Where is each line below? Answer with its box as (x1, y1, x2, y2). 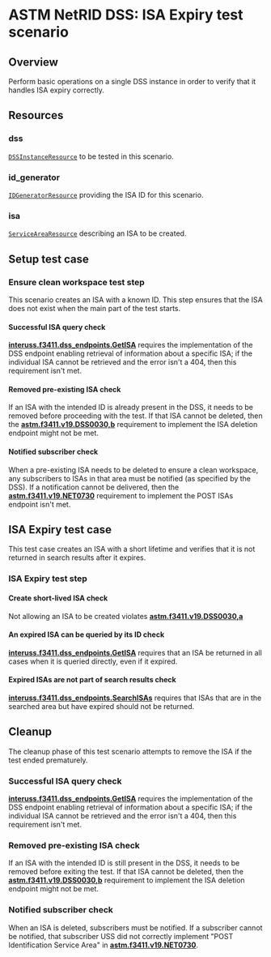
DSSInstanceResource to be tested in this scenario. (8, 152, 174, 161)
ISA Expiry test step (8, 573, 87, 584)
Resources (8, 109, 64, 122)
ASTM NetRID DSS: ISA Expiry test (8, 6, 244, 24)
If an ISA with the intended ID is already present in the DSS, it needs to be (8, 403, 253, 412)
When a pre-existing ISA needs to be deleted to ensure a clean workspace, (8, 464, 259, 475)
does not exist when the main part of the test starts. (8, 303, 181, 313)
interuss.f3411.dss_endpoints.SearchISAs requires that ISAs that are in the (8, 693, 262, 703)
